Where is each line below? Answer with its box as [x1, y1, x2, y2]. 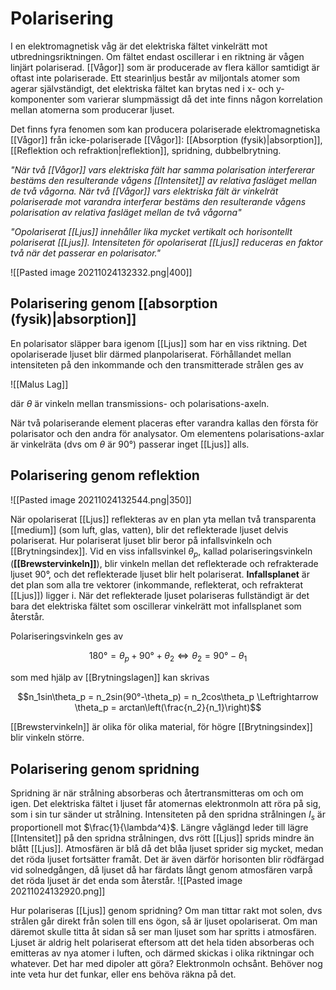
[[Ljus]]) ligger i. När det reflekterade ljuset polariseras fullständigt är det [10, 590, 310, 602]
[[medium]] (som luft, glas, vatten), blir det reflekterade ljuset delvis [10, 523, 289, 536]
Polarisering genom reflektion [10, 467, 200, 484]
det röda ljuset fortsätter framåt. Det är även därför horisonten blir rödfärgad [10, 853, 325, 865]
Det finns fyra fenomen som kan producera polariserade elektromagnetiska [10, 123, 321, 135]
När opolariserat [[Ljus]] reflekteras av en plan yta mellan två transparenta [10, 513, 317, 525]
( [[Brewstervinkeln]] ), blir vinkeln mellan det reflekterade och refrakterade [10, 558, 319, 570]
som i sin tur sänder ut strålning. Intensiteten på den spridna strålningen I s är [10, 808, 326, 822]
